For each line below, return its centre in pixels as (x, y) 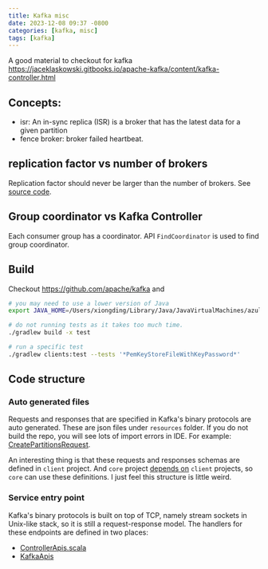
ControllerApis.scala (53, 547)
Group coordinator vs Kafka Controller (106, 217)
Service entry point (47, 498)
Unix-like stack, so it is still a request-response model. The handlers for (126, 524)
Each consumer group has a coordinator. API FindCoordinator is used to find (134, 235)
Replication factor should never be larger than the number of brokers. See (130, 183)
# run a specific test (46, 347)
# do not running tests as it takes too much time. (96, 325)
